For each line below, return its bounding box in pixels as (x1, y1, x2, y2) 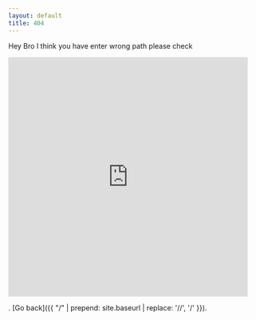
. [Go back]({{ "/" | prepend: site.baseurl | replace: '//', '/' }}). (8, 302, 207, 312)
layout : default (8, 11, 62, 20)
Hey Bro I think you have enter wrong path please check (8, 41, 193, 50)
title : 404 (8, 19, 45, 27)
